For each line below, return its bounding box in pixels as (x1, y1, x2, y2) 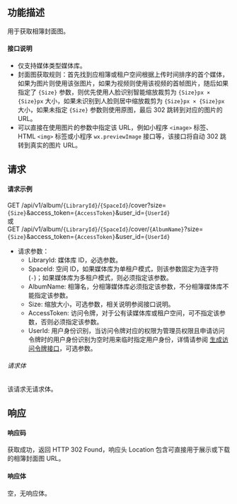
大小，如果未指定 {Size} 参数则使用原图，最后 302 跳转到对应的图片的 (17, 105, 223, 115)
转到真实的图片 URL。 (17, 141, 82, 150)
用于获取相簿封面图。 (7, 27, 69, 35)
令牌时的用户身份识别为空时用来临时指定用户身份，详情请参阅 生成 (28, 335, 223, 344)
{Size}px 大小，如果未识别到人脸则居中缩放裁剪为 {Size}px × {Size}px (17, 97, 225, 105)
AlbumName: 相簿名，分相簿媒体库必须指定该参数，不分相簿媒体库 (28, 282, 223, 291)
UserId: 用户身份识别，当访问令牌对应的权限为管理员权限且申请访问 (28, 326, 225, 334)
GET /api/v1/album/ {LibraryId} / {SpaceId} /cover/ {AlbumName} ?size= (7, 225, 204, 233)
